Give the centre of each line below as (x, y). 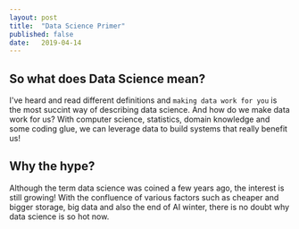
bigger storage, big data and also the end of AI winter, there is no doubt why (149, 207)
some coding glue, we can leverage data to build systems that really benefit (149, 129)
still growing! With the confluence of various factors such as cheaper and (144, 197)
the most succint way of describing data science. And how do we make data (149, 110)
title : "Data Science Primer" (67, 26)
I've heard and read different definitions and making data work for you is (143, 100)
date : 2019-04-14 (46, 42)
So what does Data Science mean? (108, 78)
